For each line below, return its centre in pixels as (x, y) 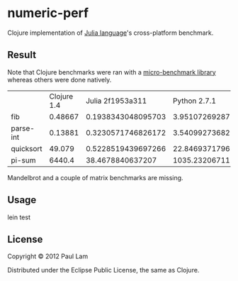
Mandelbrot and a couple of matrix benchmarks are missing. (95, 177)
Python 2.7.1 (194, 101)
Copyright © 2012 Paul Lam (48, 256)
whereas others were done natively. (59, 79)
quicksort (27, 148)
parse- (23, 128)
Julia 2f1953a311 (117, 101)
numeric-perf (48, 13)
